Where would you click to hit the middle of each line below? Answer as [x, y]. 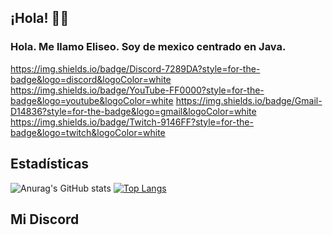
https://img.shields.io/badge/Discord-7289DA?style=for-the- [135, 68]
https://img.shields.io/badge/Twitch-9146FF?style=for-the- [132, 122]
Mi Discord [45, 219]
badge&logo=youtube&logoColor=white [92, 100]
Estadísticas [50, 164]
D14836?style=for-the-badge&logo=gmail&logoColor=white [133, 111]
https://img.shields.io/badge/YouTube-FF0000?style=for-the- [137, 90]
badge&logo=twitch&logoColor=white [88, 132]
